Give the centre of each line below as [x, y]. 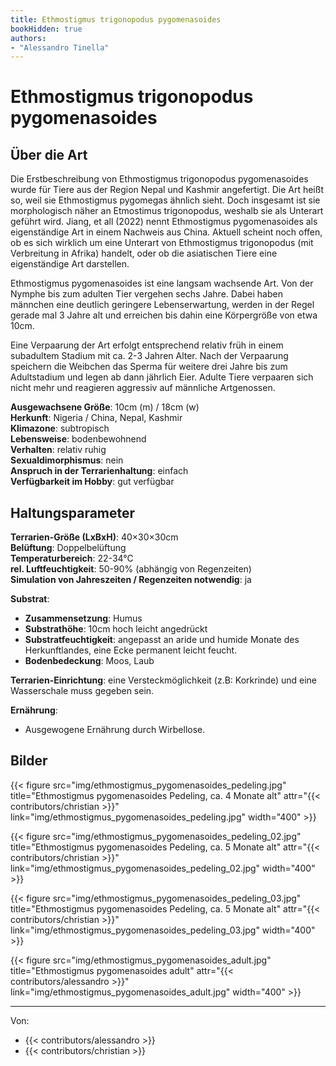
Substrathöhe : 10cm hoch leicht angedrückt [116, 629]
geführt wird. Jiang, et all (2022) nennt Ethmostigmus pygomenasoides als [164, 222]
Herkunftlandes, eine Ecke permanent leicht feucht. [131, 650]
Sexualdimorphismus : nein [67, 460]
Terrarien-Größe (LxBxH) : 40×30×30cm [94, 537]
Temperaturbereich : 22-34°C [72, 558]
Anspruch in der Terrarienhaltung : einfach [99, 471]
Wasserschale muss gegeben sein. [82, 691]
